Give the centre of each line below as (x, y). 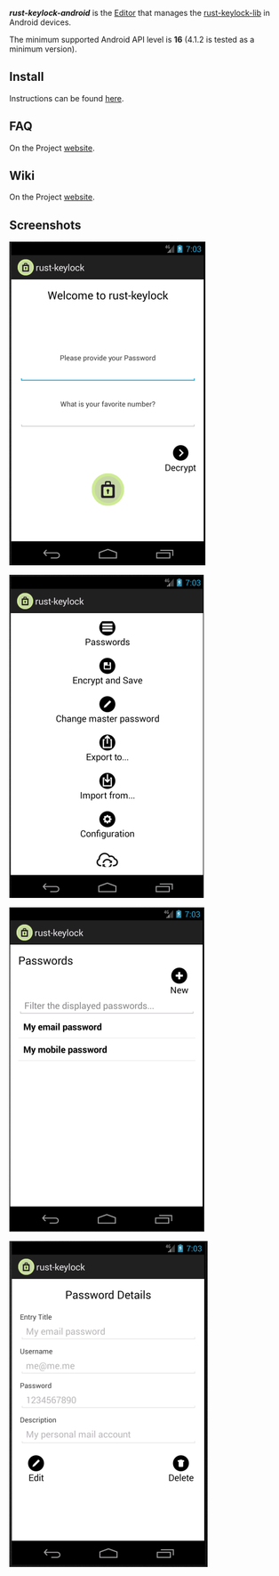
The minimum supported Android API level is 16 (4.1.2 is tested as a (132, 40)
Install (27, 77)
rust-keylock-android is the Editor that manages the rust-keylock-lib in (140, 13)
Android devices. (40, 22)
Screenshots (45, 225)
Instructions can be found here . (67, 98)
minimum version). (43, 49)
